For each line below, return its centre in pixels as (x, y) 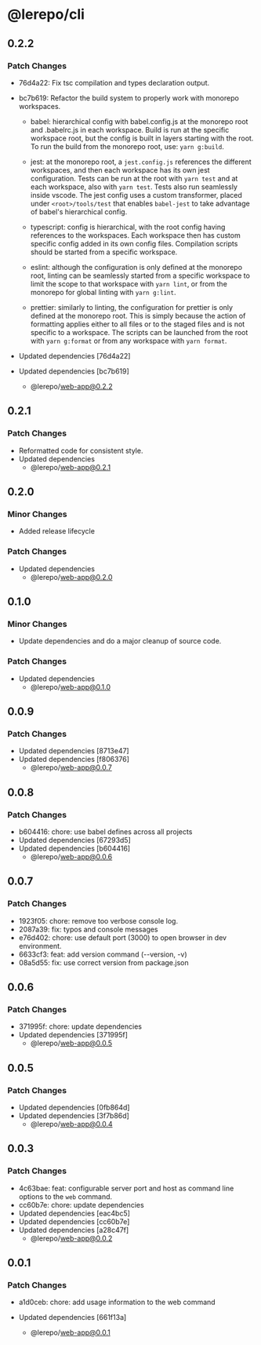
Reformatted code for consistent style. (81, 450)
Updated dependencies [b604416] (74, 848)
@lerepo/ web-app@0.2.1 (71, 467)
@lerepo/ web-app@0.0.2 (71, 1238)
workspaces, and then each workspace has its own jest (120, 169)
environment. (40, 946)
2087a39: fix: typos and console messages (88, 929)
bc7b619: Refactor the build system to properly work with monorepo (129, 98)
